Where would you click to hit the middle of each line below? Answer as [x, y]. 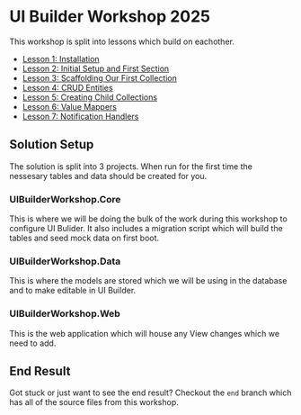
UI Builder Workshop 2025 [110, 17]
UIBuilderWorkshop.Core [65, 199]
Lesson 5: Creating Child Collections [90, 97]
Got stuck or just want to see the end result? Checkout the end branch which [150, 392]
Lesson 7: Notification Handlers [80, 116]
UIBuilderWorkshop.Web [65, 314]
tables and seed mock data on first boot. [84, 238]
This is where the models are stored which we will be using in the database [148, 281]
